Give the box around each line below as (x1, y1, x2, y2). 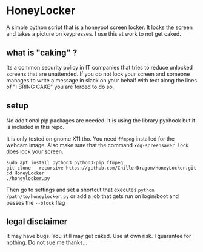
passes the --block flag (6, 199, 65, 206)
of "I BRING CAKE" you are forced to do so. (6, 83, 115, 90)
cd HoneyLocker (6, 170, 45, 176)
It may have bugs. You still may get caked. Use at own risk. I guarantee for (6, 233, 191, 240)
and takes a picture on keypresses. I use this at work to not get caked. (6, 30, 182, 37)
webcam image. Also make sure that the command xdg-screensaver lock (6, 141, 189, 148)
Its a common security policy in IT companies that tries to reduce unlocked (6, 64, 193, 71)
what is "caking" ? (6, 48, 78, 58)
